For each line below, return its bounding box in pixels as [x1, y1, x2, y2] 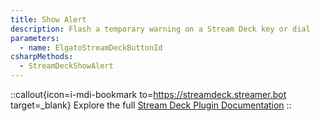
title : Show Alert [10, 14, 87, 25]
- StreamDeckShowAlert [19, 61, 114, 71]
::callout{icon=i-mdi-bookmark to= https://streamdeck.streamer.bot [10, 89, 287, 100]
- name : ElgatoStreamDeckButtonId [19, 42, 163, 53]
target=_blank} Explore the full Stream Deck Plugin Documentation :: [10, 99, 292, 111]
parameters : [10, 33, 60, 43]
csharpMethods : [10, 52, 74, 62]
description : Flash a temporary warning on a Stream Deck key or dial [10, 24, 311, 34]
